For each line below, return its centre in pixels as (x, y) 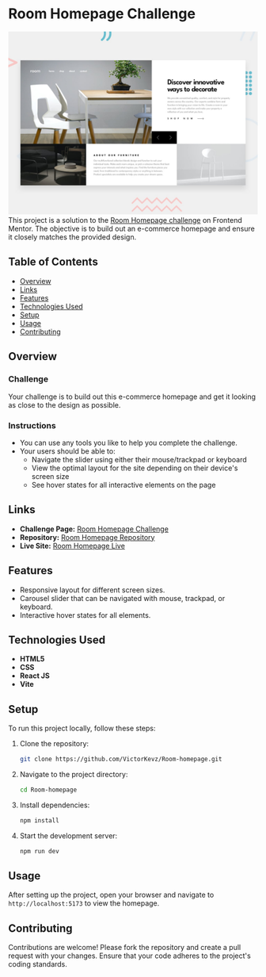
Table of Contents (53, 262)
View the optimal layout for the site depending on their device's (135, 468)
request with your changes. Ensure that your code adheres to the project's (129, 956)
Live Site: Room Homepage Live (72, 546)
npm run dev (39, 851)
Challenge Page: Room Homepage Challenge (94, 529)
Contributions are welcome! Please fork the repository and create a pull (125, 948)
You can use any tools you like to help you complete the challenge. (128, 443)
